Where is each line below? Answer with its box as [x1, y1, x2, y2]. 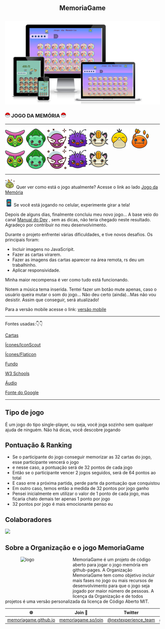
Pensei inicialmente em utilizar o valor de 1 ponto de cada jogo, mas [12, 490, 150, 497]
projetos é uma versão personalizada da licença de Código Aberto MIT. [5, 598, 149, 604]
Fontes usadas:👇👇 [5, 320, 43, 327]
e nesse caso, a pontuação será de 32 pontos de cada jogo [12, 464, 133, 470]
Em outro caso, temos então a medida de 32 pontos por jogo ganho [12, 486, 149, 491]
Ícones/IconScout [5, 342, 41, 348]
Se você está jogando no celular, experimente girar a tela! [13, 202, 130, 208]
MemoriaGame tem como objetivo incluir [73, 572, 155, 578]
